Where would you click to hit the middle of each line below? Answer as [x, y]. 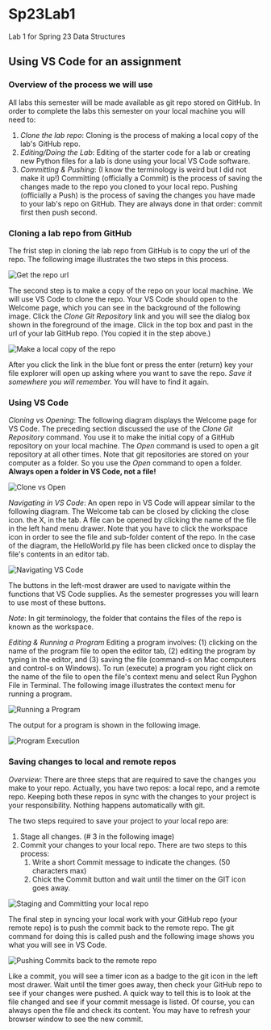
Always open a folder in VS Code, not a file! [82, 472]
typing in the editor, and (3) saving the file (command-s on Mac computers [132, 660]
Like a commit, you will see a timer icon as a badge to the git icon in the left [133, 976]
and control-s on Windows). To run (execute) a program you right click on [131, 668]
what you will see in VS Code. [58, 945]
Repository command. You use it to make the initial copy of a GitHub [122, 437]
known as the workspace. [51, 627]
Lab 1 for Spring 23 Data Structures [67, 36]
